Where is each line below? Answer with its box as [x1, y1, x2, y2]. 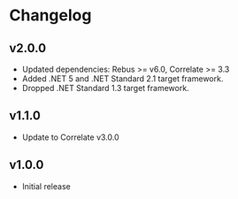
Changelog [9, 5, 92, 26]
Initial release [21, 180, 71, 191]
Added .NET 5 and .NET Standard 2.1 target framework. [21, 73, 224, 84]
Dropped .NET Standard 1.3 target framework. [21, 83, 189, 93]
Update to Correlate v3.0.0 [21, 132, 119, 142]
